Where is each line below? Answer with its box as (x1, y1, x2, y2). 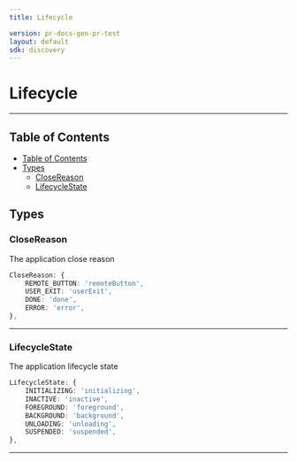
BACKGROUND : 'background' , (25, 411, 125, 420)
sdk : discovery (9, 45, 65, 54)
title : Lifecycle (9, 12, 73, 22)
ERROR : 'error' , (25, 304, 86, 312)
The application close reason (9, 253, 115, 264)
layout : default (9, 37, 69, 46)
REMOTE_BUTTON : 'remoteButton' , (25, 279, 144, 288)
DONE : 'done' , (25, 296, 77, 304)
